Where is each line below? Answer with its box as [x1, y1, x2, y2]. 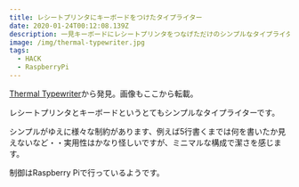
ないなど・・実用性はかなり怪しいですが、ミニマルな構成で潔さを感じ [16, 137, 274, 148]
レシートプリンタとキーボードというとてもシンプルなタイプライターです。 [9, 107, 280, 118]
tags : [9, 46, 29, 55]
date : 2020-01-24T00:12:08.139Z [9, 21, 129, 30]
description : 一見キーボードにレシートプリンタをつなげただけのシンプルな [9, 29, 254, 38]
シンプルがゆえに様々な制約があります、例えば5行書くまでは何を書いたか [9, 126, 279, 136]
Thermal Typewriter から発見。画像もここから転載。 [9, 88, 198, 99]
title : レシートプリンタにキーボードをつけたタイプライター [9, 12, 203, 22]
